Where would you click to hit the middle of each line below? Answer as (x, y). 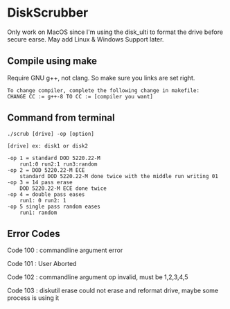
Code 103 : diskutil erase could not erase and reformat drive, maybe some (113, 291)
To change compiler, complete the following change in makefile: (103, 90)
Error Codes (34, 233)
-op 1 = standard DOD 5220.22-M (54, 158)
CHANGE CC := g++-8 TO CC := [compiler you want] (80, 96)
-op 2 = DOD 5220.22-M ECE (46, 170)
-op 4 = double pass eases (46, 194)
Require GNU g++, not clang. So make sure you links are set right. (101, 78)
